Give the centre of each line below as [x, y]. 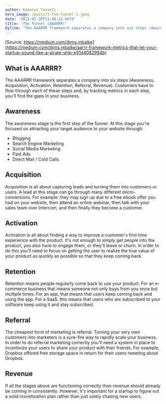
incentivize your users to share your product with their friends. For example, [82, 348]
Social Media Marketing [36, 148]
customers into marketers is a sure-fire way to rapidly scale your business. [81, 337]
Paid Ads [21, 154]
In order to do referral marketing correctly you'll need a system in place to [80, 342]
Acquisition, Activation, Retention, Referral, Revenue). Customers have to [79, 85]
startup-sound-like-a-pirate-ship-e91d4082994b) [56, 53]
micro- [129, 192]
